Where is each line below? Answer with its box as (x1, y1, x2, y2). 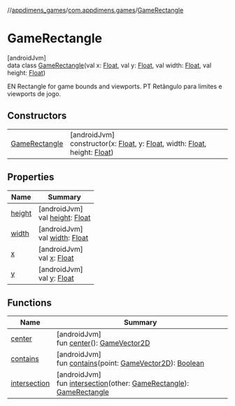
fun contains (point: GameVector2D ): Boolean (56, 358, 205, 368)
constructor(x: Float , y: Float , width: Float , (69, 138, 207, 148)
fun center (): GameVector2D (56, 338, 150, 348)
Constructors (7, 110, 67, 122)
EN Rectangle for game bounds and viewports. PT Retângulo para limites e (7, 82, 222, 90)
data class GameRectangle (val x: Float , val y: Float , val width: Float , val (7, 61, 212, 69)
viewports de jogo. (7, 89, 62, 97)
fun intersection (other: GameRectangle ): (56, 379, 190, 388)
